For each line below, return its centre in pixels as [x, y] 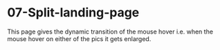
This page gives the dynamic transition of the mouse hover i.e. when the [110, 32]
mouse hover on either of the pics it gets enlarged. [79, 38]
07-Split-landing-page [73, 13]
